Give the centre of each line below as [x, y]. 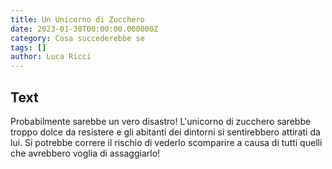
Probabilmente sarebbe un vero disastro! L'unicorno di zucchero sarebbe [161, 121]
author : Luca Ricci [51, 57]
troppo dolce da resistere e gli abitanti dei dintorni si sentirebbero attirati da [165, 132]
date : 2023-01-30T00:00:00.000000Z [84, 29]
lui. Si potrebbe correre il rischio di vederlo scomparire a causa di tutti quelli [166, 142]
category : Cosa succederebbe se [77, 38]
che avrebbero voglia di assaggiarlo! [85, 153]
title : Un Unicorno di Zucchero [77, 19]
